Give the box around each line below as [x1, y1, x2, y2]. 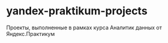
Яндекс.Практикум [6, 30, 55, 37]
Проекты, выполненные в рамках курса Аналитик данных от [6, 24, 162, 31]
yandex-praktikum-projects [6, 4, 148, 18]
